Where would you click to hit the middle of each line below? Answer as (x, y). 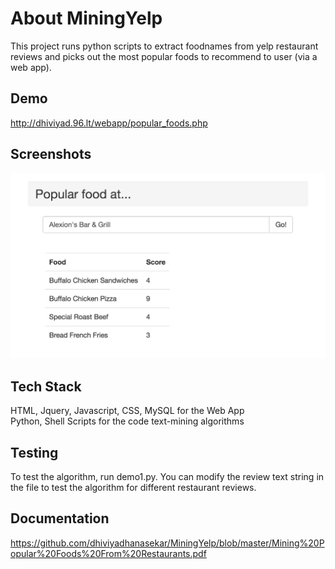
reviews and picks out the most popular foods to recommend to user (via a (164, 56)
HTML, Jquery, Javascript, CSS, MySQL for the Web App (127, 411)
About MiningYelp (86, 18)
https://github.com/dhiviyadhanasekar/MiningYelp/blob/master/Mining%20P (167, 543)
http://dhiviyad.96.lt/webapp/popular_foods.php (109, 123)
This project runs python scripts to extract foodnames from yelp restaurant (164, 46)
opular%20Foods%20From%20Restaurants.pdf (108, 553)
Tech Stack (46, 386)
